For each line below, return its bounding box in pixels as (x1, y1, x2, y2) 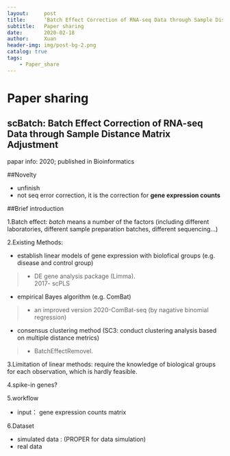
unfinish (16, 183, 40, 192)
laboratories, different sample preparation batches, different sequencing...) (7, 225, 218, 233)
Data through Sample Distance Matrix (7, 128, 171, 140)
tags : (7, 55, 23, 62)
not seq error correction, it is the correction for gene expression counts (16, 191, 221, 199)
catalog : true (7, 49, 48, 55)
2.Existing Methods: (7, 238, 64, 246)
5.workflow (7, 394, 39, 402)
